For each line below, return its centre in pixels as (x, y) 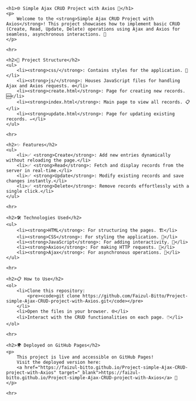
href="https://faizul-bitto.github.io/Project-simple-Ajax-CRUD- (106, 367)
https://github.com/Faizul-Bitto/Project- (135, 296)
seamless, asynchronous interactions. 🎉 (57, 34)
